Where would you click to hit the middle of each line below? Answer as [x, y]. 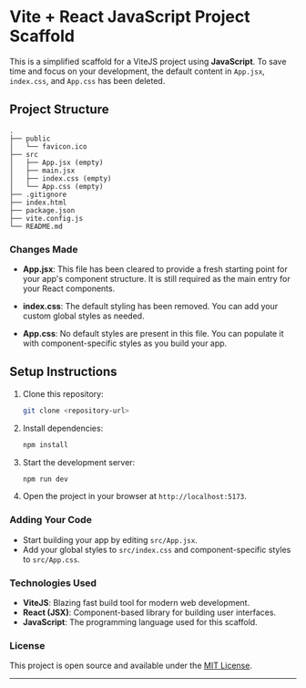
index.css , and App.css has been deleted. [87, 80]
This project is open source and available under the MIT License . [131, 666]
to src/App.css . [51, 559]
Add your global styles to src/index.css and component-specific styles [157, 549]
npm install [45, 444]
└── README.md [36, 226]
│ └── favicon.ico [49, 146]
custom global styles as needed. [83, 316]
